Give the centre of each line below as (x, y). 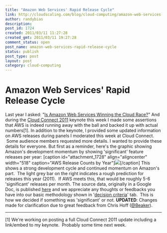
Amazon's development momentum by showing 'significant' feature (75, 152)
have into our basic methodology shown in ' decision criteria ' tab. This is (79, 195)
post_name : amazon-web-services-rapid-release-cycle (61, 47)
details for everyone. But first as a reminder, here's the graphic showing (79, 146)
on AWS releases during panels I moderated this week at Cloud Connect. (80, 136)
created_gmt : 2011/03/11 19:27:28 (41, 38)
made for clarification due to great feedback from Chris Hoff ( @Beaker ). (79, 206)
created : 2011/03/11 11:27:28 (37, 33)
